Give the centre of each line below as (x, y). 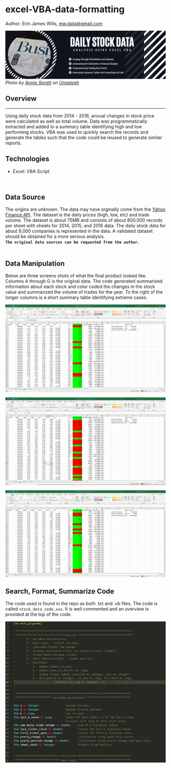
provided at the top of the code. (39, 614)
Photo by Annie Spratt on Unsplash (42, 83)
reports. (13, 143)
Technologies (27, 159)
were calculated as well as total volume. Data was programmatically (76, 121)
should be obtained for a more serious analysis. (55, 236)
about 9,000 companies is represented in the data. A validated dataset (79, 231)
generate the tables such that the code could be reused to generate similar (84, 137)
